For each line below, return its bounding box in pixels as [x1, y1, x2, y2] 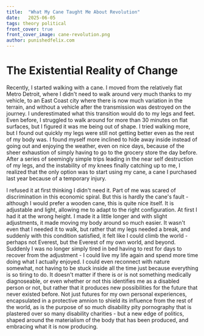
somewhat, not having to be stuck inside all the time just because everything [6, 264, 199, 272]
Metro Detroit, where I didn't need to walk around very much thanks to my [6, 90, 192, 98]
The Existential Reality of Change [6, 64, 178, 78]
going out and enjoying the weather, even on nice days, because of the [6, 142, 185, 150]
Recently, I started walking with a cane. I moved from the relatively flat [6, 84, 183, 91]
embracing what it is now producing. [6, 323, 98, 330]
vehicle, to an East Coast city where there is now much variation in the [6, 97, 183, 104]
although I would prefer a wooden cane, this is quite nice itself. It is [6, 199, 174, 206]
